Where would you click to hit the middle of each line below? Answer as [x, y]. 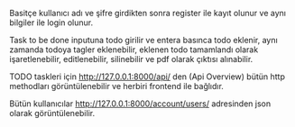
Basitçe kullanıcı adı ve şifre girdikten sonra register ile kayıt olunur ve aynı [148, 13]
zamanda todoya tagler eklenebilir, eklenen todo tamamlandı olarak [134, 50]
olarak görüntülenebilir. [52, 113]
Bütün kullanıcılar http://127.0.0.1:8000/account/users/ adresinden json [140, 104]
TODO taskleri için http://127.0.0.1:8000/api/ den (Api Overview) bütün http [147, 77]
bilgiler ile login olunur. [51, 23]
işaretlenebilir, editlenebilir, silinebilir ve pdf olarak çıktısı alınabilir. [131, 59]
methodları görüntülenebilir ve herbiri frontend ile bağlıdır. [116, 86]
